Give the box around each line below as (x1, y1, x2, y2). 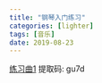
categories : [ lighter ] (9, 21, 94, 30)
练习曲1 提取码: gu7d (9, 63, 85, 74)
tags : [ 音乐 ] (9, 29, 55, 38)
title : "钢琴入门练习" (9, 12, 86, 22)
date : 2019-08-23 (9, 37, 74, 47)
